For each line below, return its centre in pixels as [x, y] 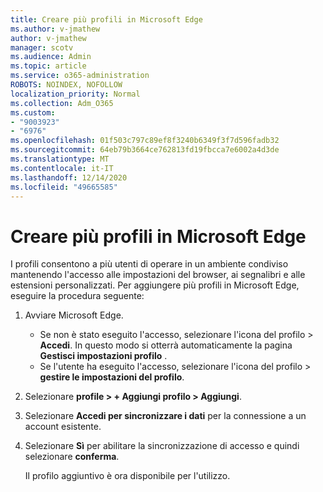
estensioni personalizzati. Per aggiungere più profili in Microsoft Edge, [155, 285]
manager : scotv [42, 47]
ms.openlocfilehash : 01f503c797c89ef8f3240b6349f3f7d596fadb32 [145, 141]
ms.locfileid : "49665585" [64, 187]
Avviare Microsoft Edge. [74, 315]
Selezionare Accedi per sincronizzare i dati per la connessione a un [165, 416]
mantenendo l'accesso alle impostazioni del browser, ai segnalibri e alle [158, 275]
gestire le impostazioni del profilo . [112, 377]
